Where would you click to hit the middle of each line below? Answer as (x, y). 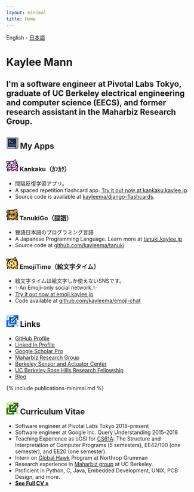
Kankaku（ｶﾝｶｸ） (45, 169)
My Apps (37, 146)
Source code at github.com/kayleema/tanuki (69, 245)
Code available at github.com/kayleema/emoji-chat (78, 301)
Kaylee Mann (39, 62)
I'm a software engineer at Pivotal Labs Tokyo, (94, 84)
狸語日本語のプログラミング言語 (54, 232)
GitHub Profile (32, 339)
